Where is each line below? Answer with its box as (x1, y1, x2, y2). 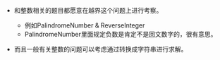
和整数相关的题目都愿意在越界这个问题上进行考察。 (13, 6, 163, 14)
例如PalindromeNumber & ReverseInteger (24, 21, 145, 30)
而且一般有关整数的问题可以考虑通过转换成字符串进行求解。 (13, 45, 188, 53)
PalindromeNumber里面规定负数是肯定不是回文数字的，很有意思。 (24, 30, 217, 38)
